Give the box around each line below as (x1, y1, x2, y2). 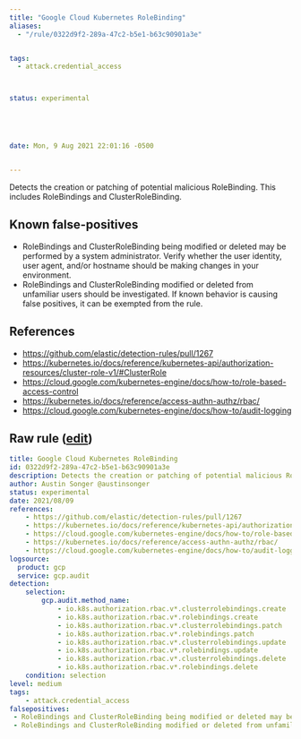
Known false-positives (9, 217, 139, 233)
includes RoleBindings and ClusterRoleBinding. (9, 191, 182, 202)
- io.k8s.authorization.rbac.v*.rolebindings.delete (56, 663, 258, 672)
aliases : (9, 21, 42, 30)
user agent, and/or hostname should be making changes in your (21, 260, 260, 271)
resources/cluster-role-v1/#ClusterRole (21, 366, 168, 377)
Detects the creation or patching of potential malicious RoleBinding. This (9, 181, 276, 193)
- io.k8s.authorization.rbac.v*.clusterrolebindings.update (56, 638, 287, 647)
